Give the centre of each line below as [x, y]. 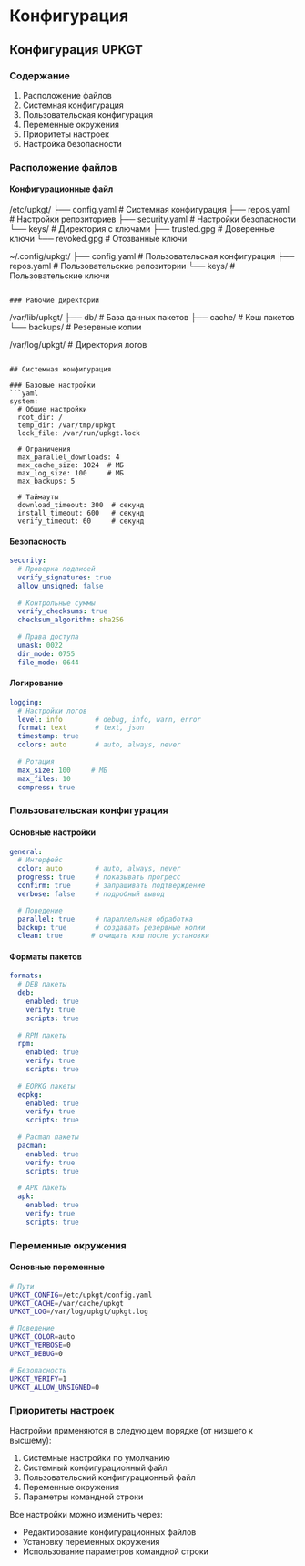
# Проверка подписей [56, 569]
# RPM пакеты [42, 1035]
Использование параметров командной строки [116, 1551]
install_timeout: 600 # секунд [81, 513]
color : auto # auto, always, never [99, 869]
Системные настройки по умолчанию [96, 1457]
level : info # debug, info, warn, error [110, 719]
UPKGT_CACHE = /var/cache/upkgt [67, 1303]
